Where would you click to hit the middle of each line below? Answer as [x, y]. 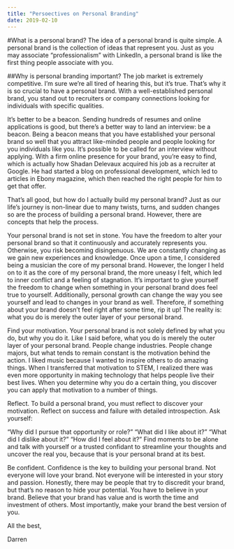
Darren [17, 539]
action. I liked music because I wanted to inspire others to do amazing [108, 360]
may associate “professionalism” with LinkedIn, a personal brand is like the [115, 55]
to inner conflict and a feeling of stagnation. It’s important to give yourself [113, 279]
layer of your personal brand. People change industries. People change [110, 345]
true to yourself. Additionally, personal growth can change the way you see [115, 295]
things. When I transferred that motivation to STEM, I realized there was [110, 367]
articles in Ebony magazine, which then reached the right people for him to [115, 178]
